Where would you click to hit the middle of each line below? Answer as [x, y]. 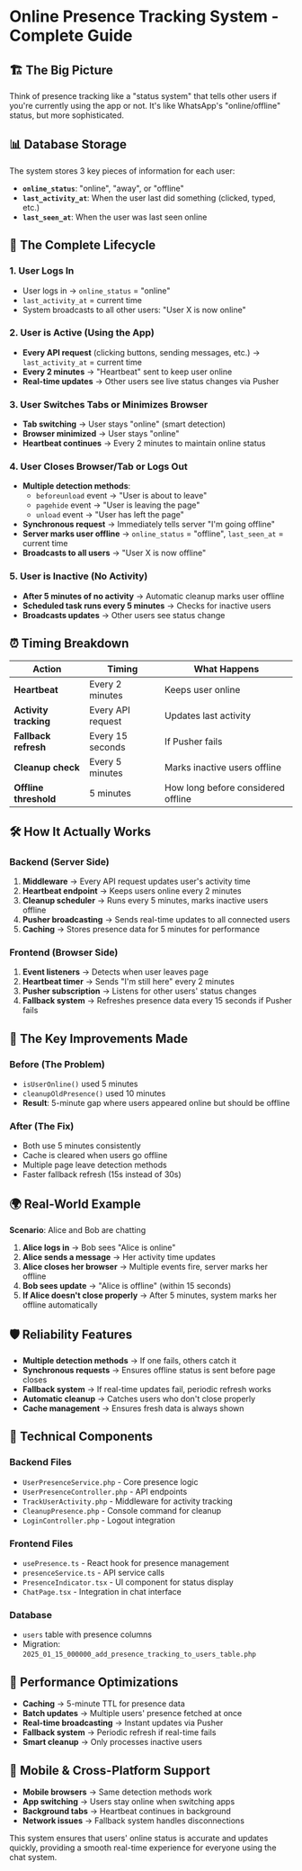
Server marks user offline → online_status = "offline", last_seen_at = [153, 534]
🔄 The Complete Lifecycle [83, 245]
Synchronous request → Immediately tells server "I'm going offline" [149, 525]
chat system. [33, 1857]
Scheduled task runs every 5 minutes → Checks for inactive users [147, 606]
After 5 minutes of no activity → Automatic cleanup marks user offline [153, 596]
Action [47, 669]
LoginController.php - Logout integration [98, 1520]
